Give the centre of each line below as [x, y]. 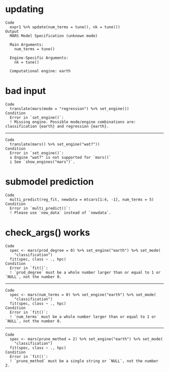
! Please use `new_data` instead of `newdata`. [61, 213]
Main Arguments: [27, 44]
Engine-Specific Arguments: [39, 58]
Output [12, 31]
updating [24, 9]
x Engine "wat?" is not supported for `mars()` [61, 157]
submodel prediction [50, 182]
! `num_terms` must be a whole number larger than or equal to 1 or [83, 317]
